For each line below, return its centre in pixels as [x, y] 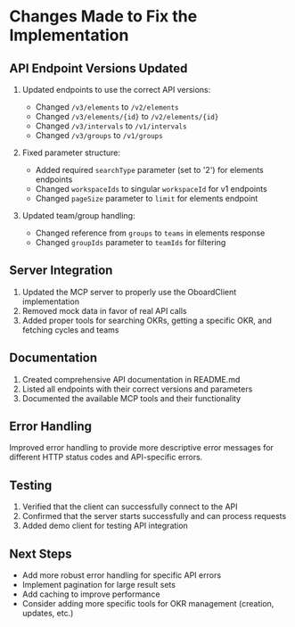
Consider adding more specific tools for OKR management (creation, [148, 604]
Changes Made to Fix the [103, 16]
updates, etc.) [48, 614]
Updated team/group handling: [78, 215]
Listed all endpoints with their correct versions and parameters [137, 389]
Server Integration [61, 271]
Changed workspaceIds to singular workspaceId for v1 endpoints [151, 189]
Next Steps [41, 553]
